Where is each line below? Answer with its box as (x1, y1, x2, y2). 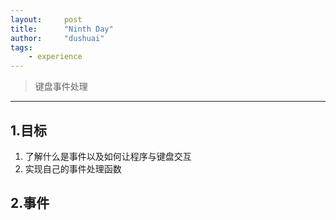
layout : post (10, 14, 83, 25)
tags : (10, 42, 33, 53)
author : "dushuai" (10, 33, 105, 43)
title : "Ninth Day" (10, 24, 114, 34)
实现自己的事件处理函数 (24, 162, 122, 175)
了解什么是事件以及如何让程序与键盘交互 (24, 150, 192, 162)
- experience (28, 52, 83, 62)
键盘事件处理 (34, 81, 88, 93)
